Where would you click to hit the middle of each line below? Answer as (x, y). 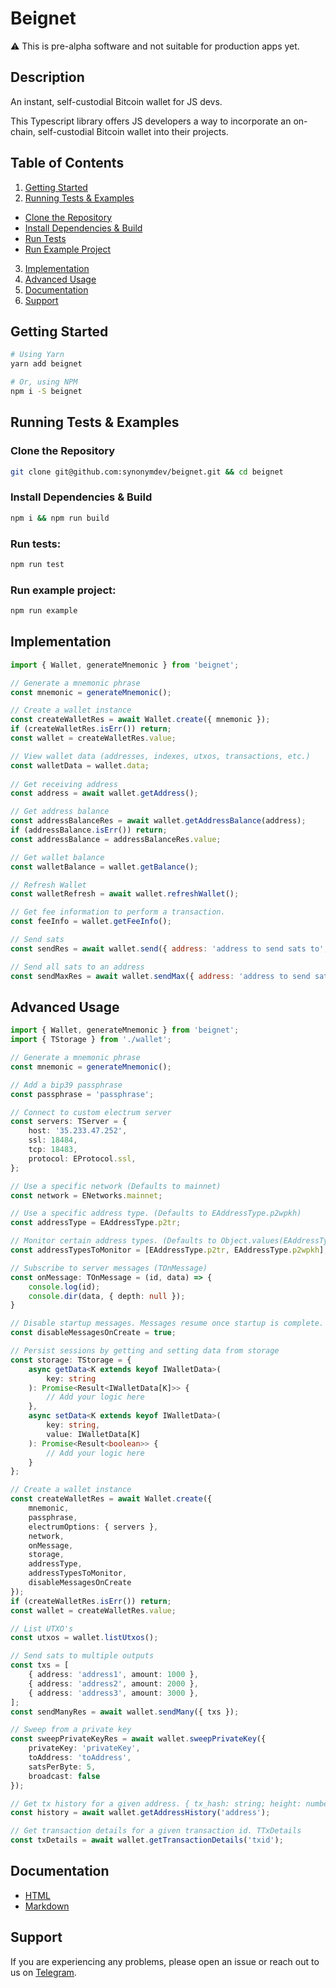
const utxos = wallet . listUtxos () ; (84, 1638)
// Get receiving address (64, 784)
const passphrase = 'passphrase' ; (82, 1094)
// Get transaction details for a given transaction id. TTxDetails (156, 1831)
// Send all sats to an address (77, 967)
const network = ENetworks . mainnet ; (86, 1195)
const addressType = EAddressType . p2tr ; (96, 1223)
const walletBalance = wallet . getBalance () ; (104, 867)
